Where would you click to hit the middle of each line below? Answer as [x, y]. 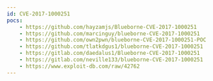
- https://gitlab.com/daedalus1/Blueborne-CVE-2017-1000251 [110, 54]
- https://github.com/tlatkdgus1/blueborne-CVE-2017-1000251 [111, 46]
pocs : [15, 20]
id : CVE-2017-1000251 [39, 14]
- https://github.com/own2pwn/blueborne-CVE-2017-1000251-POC [113, 40]
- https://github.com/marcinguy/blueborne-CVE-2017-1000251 [110, 33]
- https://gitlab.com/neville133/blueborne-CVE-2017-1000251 [111, 60]
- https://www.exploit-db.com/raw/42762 [80, 66]
